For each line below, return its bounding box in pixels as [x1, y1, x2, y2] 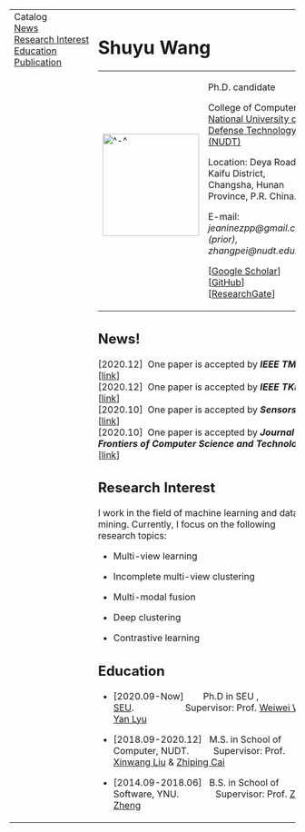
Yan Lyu [113, 712, 147, 725]
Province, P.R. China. [207, 190, 297, 203]
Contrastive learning [113, 631, 201, 644]
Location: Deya [207, 156, 272, 169]
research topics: [97, 530, 167, 542]
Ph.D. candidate [207, 81, 276, 94]
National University [207, 113, 290, 125]
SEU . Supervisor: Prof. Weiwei [113, 701, 290, 714]
